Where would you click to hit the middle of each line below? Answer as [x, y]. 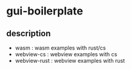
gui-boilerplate [45, 11]
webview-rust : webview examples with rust [70, 61]
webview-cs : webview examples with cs [66, 54]
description [29, 33]
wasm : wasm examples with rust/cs [60, 48]
